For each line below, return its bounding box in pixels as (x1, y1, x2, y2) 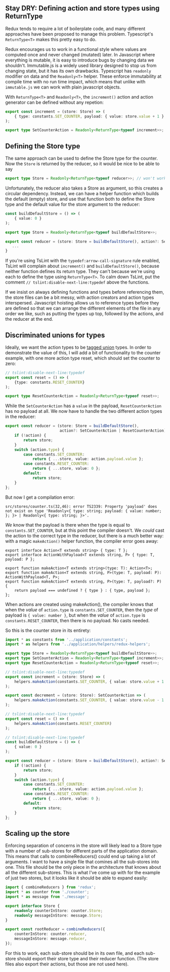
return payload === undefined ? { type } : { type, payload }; (14, 588, 151, 593)
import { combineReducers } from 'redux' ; (5, 885, 96, 890)
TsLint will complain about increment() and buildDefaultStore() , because (5, 263, 159, 269)
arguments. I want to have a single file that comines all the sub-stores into (5, 859, 159, 865)
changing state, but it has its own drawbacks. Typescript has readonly (5, 68, 151, 74)
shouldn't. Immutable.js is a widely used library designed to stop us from (5, 62, 157, 68)
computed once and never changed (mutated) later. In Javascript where (5, 51, 155, 57)
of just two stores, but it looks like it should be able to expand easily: (5, 875, 148, 881)
